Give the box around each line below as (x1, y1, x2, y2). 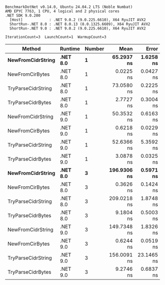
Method (22, 45, 41, 52)
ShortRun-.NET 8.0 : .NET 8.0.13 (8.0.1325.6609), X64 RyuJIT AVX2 (9, 22, 151, 27)
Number (84, 45, 105, 52)
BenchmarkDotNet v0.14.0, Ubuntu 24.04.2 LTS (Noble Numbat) (5, 4, 133, 9)
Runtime (59, 45, 80, 52)
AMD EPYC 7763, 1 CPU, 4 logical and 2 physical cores (5, 9, 120, 14)
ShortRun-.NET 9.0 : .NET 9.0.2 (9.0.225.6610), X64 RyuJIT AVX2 (9, 26, 146, 31)
